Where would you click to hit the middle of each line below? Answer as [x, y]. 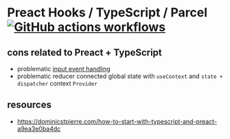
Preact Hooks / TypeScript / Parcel [107, 13]
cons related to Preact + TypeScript [85, 52]
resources [29, 105]
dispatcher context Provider [57, 83]
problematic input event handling [64, 69]
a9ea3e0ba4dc [39, 129]
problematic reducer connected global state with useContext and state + [120, 76]
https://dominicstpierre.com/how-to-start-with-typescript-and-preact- [117, 121]
